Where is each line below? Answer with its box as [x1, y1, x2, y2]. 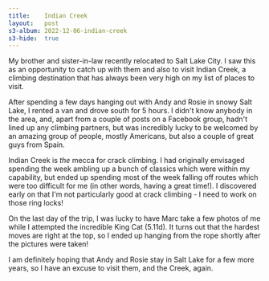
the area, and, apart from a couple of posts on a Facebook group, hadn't [8, 114, 248, 124]
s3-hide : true [8, 34, 59, 43]
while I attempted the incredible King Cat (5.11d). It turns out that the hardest [8, 222, 260, 232]
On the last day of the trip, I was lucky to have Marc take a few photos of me [8, 214, 261, 223]
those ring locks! [8, 198, 64, 208]
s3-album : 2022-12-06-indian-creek [8, 26, 128, 35]
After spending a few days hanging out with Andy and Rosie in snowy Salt [8, 97, 253, 107]
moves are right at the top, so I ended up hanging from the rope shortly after [8, 230, 261, 241]
